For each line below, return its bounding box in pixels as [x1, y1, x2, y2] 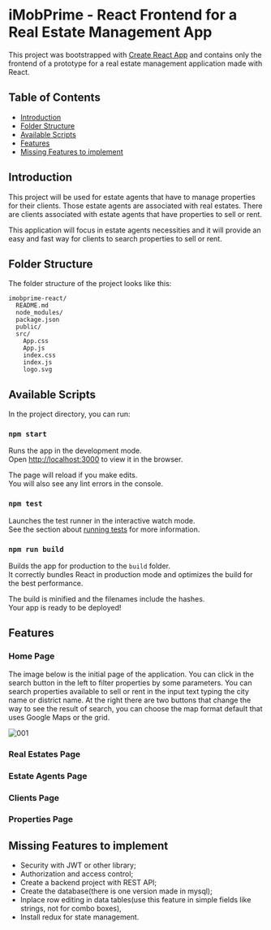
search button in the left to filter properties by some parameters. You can [8, 677, 252, 688]
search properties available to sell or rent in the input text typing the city [8, 686, 250, 696]
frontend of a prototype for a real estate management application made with [8, 59, 263, 68]
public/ [15, 323, 42, 331]
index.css [23, 351, 57, 359]
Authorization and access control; [19, 869, 134, 879]
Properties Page [8, 814, 74, 825]
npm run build [8, 545, 64, 554]
